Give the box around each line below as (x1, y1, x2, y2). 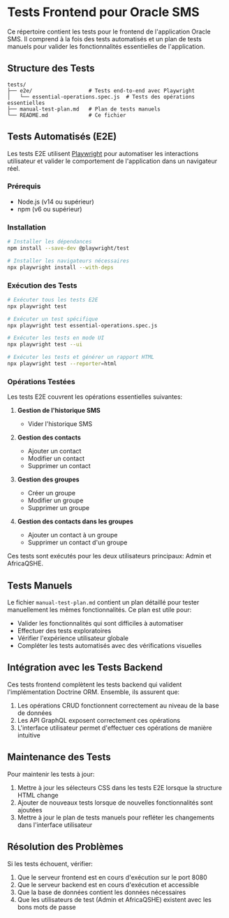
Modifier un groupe (27, 496, 84, 504)
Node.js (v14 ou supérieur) (17, 197, 94, 206)
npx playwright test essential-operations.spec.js (7, 322, 158, 329)
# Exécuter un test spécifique (7, 316, 98, 323)
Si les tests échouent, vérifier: (7, 859, 93, 868)
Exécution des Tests (7, 281, 77, 290)
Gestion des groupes (17, 475, 80, 483)
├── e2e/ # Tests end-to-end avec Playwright (7, 87, 195, 94)
